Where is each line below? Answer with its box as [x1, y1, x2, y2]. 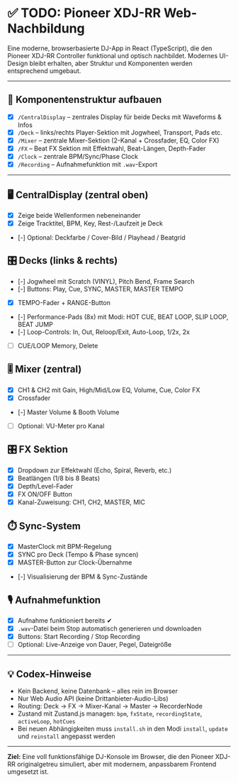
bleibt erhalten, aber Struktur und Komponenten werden [29, 59, 193, 67]
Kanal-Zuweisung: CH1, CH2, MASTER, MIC [17, 498, 146, 506]
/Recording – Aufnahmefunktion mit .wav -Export [17, 160, 158, 169]
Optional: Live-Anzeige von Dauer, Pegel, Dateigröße [17, 640, 172, 649]
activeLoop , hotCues [17, 717, 76, 725]
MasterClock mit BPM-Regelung [17, 542, 112, 550]
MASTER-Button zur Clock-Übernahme [17, 558, 132, 567]
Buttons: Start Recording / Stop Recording [17, 633, 140, 641]
